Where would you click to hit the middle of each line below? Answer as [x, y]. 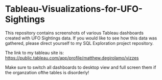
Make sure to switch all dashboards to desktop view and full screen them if [81, 67]
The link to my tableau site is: [35, 53]
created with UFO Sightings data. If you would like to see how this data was [81, 38]
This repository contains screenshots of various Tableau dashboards [74, 33]
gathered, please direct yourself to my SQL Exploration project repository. [80, 43]
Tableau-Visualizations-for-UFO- [74, 9]
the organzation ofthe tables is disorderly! [47, 72]
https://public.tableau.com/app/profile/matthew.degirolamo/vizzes [72, 58]
